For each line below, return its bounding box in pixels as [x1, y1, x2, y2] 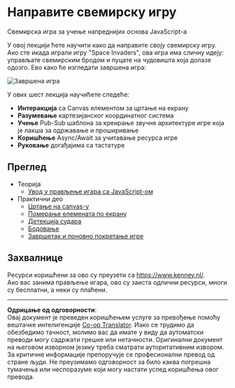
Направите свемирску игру [7, 4, 177, 20]
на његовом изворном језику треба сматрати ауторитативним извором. [7, 343, 225, 351]
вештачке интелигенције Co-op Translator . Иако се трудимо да [7, 320, 194, 329]
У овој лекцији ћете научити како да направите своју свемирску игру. [7, 41, 217, 49]
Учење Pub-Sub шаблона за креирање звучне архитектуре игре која [17, 118, 225, 127]
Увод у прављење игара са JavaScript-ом [27, 187, 154, 196]
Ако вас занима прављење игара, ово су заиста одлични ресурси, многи [7, 278, 227, 287]
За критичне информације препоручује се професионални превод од [7, 350, 215, 359]
